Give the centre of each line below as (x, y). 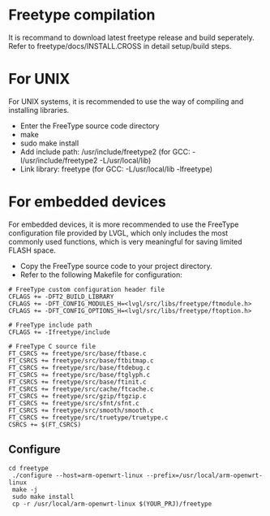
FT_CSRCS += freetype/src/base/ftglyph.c (79, 375)
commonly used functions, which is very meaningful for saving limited (125, 241)
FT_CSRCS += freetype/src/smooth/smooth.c (81, 410)
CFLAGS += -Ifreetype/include (60, 332)
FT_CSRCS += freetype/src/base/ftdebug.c (79, 367)
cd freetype (28, 468)
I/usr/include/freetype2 (59, 160)
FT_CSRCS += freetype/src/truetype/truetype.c (88, 417)
